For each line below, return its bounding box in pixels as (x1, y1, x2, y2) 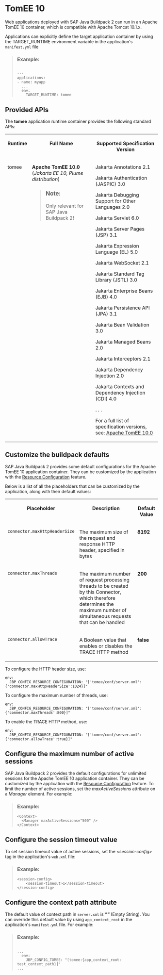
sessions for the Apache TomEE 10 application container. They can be (5, 775, 145, 781)
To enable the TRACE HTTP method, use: (5, 719, 87, 725)
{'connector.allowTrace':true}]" (5, 736, 73, 742)
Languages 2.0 (95, 204, 130, 211)
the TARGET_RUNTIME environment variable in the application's (5, 38, 133, 44)
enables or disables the (79, 643, 132, 649)
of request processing (79, 576, 130, 583)
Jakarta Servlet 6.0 (95, 215, 139, 221)
